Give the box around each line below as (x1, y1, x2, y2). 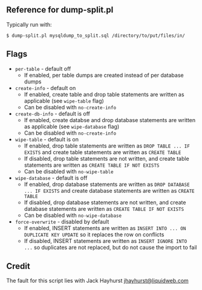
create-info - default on (15, 84, 76, 91)
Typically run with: (6, 21, 53, 28)
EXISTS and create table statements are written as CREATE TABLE (24, 148, 181, 156)
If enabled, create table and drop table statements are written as (24, 91, 184, 98)
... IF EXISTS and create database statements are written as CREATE (24, 187, 195, 194)
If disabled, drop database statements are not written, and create (24, 199, 186, 206)
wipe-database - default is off (15, 174, 88, 181)
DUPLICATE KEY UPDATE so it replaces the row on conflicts (24, 231, 165, 238)
